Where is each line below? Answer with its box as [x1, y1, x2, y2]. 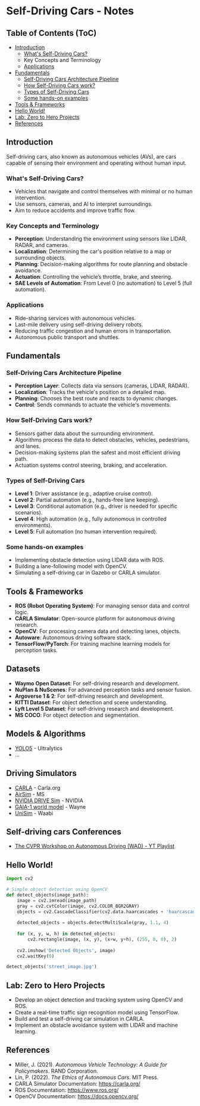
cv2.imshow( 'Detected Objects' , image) [17, 947, 116, 953]
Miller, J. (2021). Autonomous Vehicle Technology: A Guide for [14, 1061, 168, 1068]
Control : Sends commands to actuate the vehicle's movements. [14, 401, 171, 408]
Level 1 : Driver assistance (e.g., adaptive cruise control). [14, 489, 153, 497]
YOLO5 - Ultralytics [14, 744, 62, 751]
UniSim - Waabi [14, 809, 54, 817]
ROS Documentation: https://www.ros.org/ [14, 1086, 119, 1093]
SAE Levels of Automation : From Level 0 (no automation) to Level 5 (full [14, 279, 192, 287]
